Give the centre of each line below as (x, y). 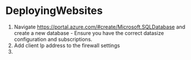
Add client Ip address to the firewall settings (67, 45)
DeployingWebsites (54, 11)
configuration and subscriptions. (53, 39)
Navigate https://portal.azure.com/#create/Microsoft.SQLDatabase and (100, 27)
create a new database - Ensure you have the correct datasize (89, 33)
